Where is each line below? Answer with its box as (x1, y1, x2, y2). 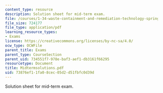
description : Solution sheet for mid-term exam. (5, 12, 105, 16)
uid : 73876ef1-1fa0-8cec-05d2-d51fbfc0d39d (5, 70, 95, 75)
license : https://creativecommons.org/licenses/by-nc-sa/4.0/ (5, 39, 133, 44)
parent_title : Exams (5, 47, 47, 52)
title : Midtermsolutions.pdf (5, 66, 64, 71)
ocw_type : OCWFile (5, 43, 42, 48)
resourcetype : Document (5, 61, 53, 66)
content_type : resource (5, 7, 53, 12)
